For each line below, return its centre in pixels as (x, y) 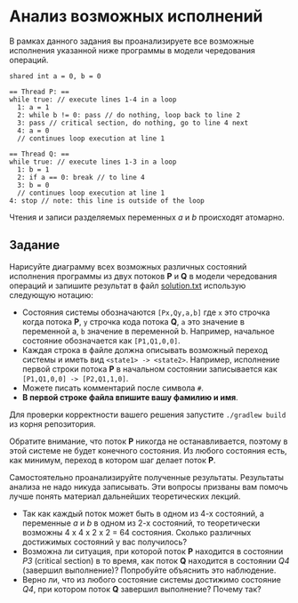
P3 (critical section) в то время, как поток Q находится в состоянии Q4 (156, 560)
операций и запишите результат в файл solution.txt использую (128, 285)
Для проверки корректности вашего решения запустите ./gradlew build (148, 414)
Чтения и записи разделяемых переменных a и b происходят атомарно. (147, 217)
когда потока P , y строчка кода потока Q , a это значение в (133, 321)
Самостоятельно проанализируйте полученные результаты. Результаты (147, 477)
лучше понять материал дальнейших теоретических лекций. (125, 496)
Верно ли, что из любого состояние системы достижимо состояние (152, 579)
